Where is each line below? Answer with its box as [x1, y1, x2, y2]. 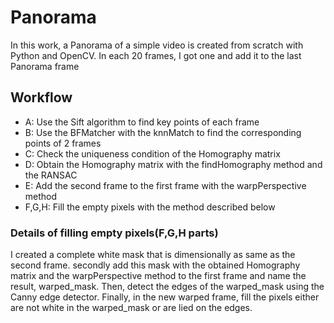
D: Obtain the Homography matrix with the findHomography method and [24, 158, 323, 170]
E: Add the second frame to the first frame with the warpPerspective [24, 179, 307, 191]
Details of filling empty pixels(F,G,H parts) [10, 226, 219, 240]
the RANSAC [24, 169, 78, 181]
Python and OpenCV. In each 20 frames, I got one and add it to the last [10, 49, 302, 61]
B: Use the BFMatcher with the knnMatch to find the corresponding [24, 126, 302, 138]
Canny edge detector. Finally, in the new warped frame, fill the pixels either [10, 291, 320, 303]
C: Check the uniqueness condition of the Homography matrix [24, 147, 281, 160]
